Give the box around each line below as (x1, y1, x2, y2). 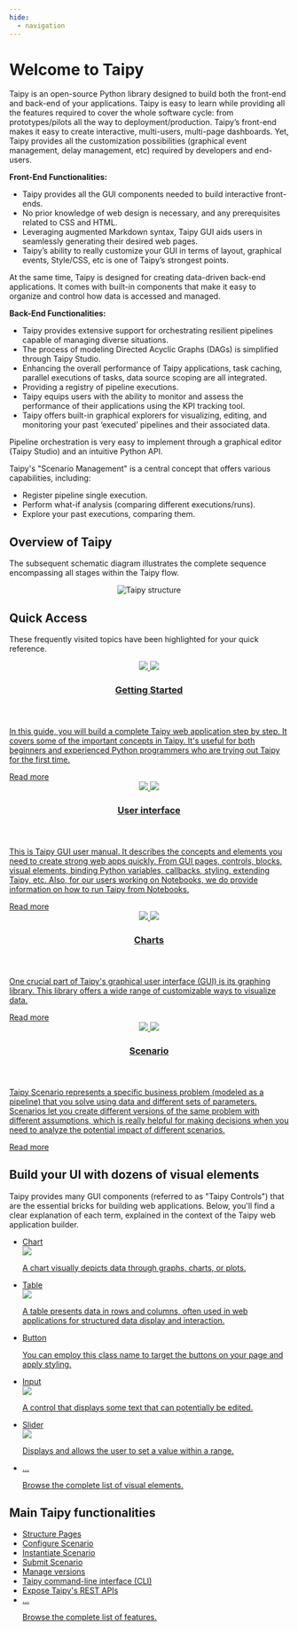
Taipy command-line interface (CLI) (21, 1576, 153, 1587)
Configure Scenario (21, 1538, 94, 1549)
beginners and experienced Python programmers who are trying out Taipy (9, 744, 281, 755)
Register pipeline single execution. (21, 490, 148, 501)
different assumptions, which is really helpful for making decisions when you (9, 1115, 290, 1125)
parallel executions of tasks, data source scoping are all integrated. (21, 372, 268, 383)
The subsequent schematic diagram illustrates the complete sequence (9, 558, 267, 568)
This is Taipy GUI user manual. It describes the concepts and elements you (9, 846, 283, 857)
